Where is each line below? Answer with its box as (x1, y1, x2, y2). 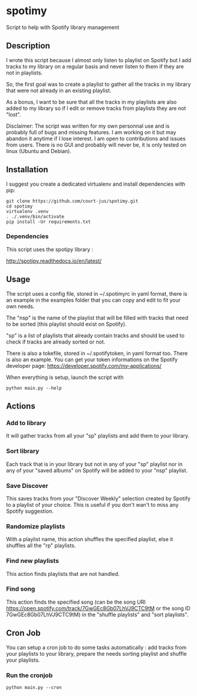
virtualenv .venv (6, 208, 49, 214)
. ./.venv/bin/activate (6, 213, 65, 219)
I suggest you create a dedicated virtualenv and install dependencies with (6, 180, 186, 187)
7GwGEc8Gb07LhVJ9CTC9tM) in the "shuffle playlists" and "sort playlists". (6, 611, 189, 618)
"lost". (6, 111, 21, 118)
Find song (6, 585, 35, 593)
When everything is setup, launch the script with (6, 374, 124, 381)
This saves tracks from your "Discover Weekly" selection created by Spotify (6, 495, 191, 502)
